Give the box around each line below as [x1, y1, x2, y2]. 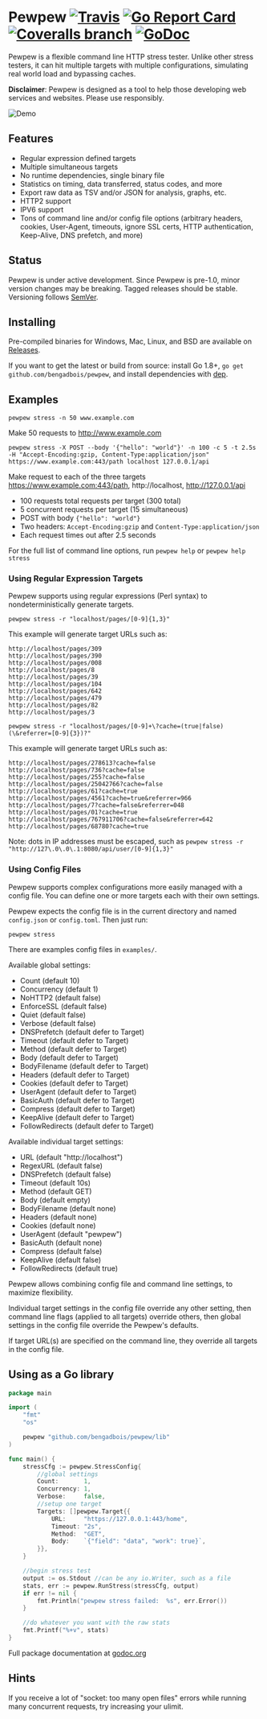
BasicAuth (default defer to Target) [19, 1095, 135, 1105]
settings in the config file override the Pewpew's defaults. [8, 1320, 199, 1329]
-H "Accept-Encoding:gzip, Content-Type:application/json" [8, 451, 210, 459]
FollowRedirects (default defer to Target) [19, 1121, 155, 1131]
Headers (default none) [19, 1212, 98, 1222]
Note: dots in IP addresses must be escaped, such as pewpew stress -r [8, 837, 244, 847]
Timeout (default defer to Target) [19, 1035, 129, 1045]
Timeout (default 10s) [19, 1177, 91, 1187]
